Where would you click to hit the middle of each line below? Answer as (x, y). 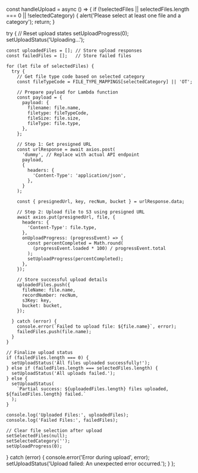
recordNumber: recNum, (50, 295)
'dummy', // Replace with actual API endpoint (81, 155)
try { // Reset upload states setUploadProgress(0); (67, 33)
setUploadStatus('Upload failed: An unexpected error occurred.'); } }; (91, 463)
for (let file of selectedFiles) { (50, 66)
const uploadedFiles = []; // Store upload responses (74, 51)
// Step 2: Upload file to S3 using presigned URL (81, 212)
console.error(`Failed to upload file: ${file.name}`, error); (97, 327)
